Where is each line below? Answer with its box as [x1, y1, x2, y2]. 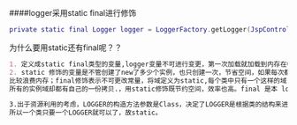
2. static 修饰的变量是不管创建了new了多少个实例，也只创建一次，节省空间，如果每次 [9, 68, 285, 77]
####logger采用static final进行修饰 [9, 8, 137, 18]
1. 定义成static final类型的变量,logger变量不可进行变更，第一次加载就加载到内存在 [9, 60, 287, 69]
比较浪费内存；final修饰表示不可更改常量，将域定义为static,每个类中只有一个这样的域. [9, 76, 292, 85]
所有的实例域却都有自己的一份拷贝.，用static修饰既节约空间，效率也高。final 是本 [9, 85, 278, 93]
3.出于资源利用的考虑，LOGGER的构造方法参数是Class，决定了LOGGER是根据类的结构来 [9, 100, 282, 109]
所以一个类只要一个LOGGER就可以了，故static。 [9, 108, 163, 117]
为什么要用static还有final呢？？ [9, 42, 122, 53]
